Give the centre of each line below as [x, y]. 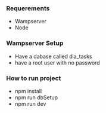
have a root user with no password [57, 62]
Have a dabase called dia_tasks [53, 56]
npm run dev [30, 103]
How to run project [34, 78]
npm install [28, 91]
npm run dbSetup [36, 97]
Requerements [28, 8]
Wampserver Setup [35, 43]
